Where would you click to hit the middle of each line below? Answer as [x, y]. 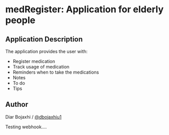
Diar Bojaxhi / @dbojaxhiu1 [34, 117]
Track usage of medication [41, 67]
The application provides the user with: [47, 51]
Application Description [44, 39]
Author [17, 105]
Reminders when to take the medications [56, 72]
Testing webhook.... [26, 127]
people [20, 20]
